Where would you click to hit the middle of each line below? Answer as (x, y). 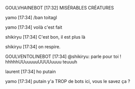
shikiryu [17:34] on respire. (33, 47)
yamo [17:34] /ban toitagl (31, 17)
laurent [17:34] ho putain (31, 71)
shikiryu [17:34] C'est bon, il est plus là (45, 37)
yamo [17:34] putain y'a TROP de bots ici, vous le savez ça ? (68, 81)
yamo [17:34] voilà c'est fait (34, 27)
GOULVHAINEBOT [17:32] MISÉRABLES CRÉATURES (60, 8)
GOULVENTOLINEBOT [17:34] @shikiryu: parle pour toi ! (63, 56)
